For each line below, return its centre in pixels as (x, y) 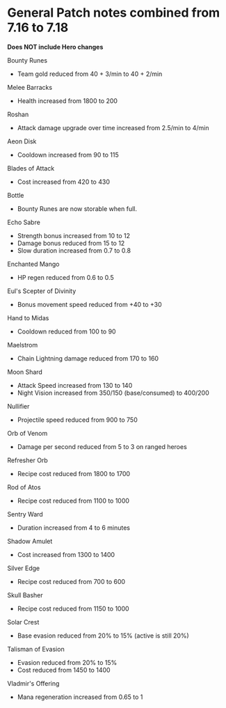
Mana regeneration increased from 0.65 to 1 (80, 697)
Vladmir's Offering (33, 683)
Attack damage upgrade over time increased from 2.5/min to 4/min (113, 127)
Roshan (18, 114)
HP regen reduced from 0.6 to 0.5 (65, 277)
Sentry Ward (25, 514)
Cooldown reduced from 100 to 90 (66, 331)
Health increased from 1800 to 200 (67, 101)
